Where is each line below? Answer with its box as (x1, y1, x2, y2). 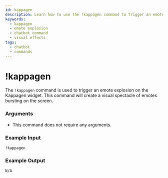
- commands (9, 49, 32, 54)
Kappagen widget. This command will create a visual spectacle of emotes (5, 92, 157, 98)
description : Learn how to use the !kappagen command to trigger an (5, 12, 151, 17)
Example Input (5, 134, 41, 141)
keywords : (5, 16, 26, 21)
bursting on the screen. (5, 98, 53, 104)
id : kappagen (5, 7, 32, 12)
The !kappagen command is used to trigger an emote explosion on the (5, 87, 148, 93)
